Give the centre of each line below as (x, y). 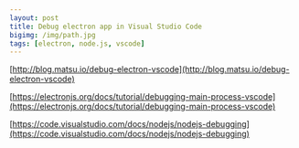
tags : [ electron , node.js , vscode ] (77, 43)
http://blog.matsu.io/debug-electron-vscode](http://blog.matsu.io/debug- (151, 69)
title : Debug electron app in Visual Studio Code (106, 26)
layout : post (34, 18)
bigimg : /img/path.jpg (53, 35)
